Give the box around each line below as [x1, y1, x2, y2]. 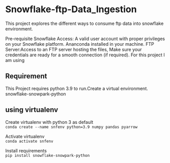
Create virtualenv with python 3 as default [5, 119, 94, 125]
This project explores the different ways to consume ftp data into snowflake [5, 20, 164, 26]
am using [5, 57, 24, 63]
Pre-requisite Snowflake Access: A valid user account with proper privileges [5, 36, 165, 42]
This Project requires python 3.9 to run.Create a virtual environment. [5, 85, 149, 91]
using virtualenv [5, 106, 59, 114]
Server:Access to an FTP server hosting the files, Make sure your [5, 46, 142, 52]
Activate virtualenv [5, 133, 45, 139]
